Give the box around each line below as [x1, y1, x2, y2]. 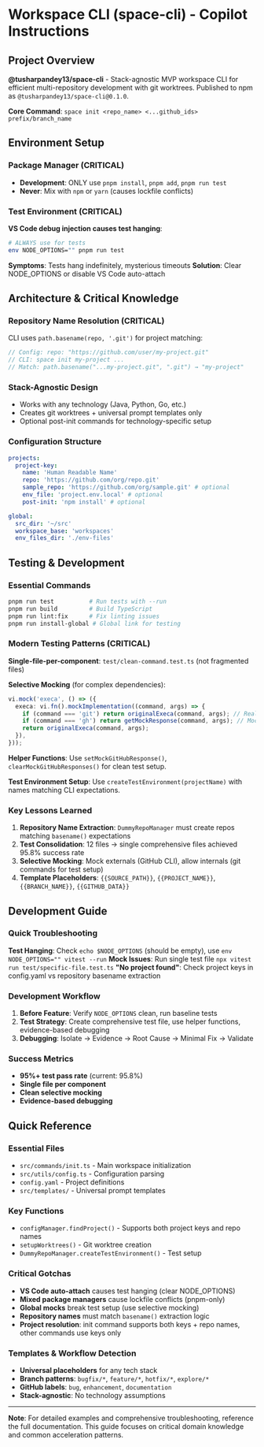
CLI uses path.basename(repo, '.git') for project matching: [8, 333, 203, 343]
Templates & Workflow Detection [8, 1348, 137, 1359]
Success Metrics [8, 1054, 75, 1065]
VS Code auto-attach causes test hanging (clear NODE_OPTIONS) [19, 1286, 236, 1296]
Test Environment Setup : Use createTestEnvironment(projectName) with [8, 776, 243, 786]
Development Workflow [8, 991, 101, 1002]
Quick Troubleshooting [8, 928, 98, 939]
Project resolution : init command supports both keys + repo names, [19, 1319, 240, 1329]
